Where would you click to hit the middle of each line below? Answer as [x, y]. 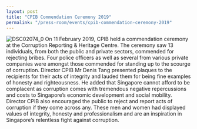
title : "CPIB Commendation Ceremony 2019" [59, 17]
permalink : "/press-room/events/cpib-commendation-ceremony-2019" [89, 22]
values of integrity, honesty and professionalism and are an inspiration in [94, 114]
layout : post [22, 11]
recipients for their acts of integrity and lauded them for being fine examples [98, 76]
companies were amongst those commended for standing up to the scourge [98, 64]
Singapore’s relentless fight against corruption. [63, 120]
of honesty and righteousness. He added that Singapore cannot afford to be [98, 83]
